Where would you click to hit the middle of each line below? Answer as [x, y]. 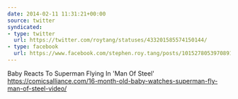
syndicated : [25, 27]
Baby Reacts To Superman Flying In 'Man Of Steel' [81, 73]
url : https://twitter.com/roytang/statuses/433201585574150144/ [110, 40]
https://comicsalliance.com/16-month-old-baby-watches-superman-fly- [113, 81]
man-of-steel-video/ [37, 88]
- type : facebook [33, 47]
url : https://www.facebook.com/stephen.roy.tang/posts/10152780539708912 [125, 54]
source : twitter [31, 21]
